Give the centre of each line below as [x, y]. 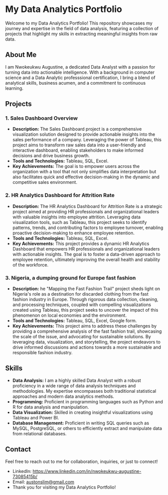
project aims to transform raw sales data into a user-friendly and [79, 145]
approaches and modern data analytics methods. [63, 396]
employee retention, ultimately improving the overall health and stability [86, 260]
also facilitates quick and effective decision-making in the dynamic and [86, 177]
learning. [14, 88]
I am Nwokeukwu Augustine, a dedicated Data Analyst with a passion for [80, 67]
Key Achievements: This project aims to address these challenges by [85, 326]
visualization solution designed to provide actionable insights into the [84, 134]
